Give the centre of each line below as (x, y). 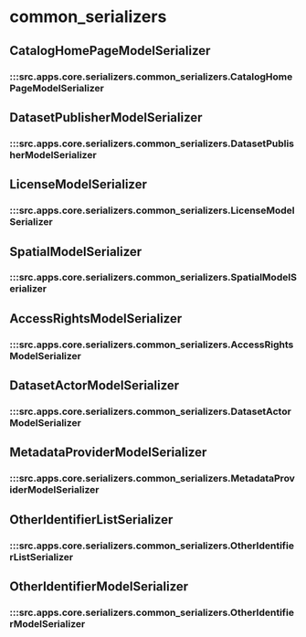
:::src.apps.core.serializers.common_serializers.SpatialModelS (153, 278)
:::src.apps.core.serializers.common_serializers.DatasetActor (151, 411)
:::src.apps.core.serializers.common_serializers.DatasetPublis (152, 143)
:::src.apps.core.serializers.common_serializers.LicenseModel (152, 210)
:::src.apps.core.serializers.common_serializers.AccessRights (152, 345)
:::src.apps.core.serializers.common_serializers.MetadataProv (152, 479)
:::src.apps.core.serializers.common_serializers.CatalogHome (151, 77)
